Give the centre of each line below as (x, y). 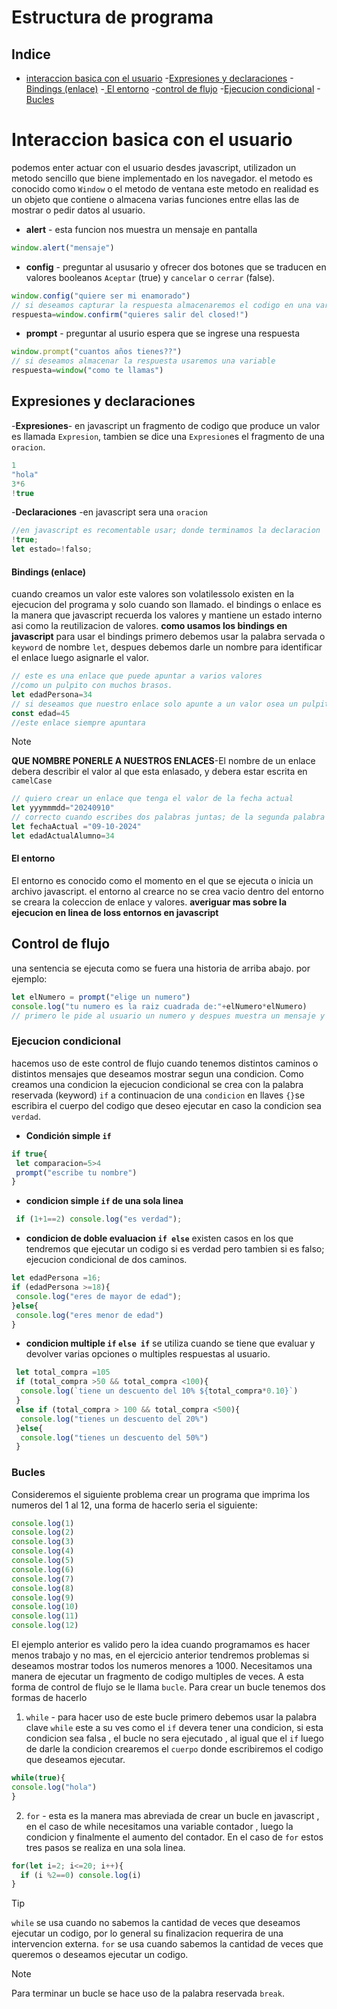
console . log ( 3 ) (43, 1542)
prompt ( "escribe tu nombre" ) (76, 1172)
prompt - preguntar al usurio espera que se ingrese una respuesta (163, 333)
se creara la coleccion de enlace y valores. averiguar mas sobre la (149, 902)
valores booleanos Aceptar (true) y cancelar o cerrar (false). (150, 277)
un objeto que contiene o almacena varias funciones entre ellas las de (155, 199)
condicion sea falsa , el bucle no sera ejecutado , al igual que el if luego (174, 1738)
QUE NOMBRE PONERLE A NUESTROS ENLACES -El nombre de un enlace (163, 761)
